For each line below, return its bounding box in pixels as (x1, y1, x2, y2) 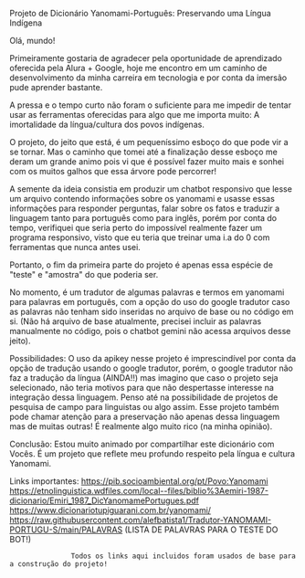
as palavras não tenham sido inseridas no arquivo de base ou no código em (9, 306, 294, 317)
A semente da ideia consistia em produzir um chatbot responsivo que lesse (9, 184, 292, 194)
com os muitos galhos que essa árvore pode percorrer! (9, 166, 217, 176)
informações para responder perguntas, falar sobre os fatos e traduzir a (9, 203, 280, 214)
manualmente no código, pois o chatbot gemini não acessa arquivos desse (9, 326, 291, 336)
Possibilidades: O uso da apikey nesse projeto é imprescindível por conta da (9, 353, 297, 363)
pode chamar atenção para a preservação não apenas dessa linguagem (9, 411, 280, 422)
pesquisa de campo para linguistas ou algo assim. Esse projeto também (9, 402, 280, 412)
